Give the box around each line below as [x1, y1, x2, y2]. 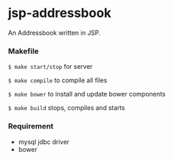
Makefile [8, 46, 39, 56]
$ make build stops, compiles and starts [8, 104, 125, 112]
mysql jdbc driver [18, 137, 69, 146]
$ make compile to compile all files [8, 76, 108, 84]
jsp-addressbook [8, 5, 112, 21]
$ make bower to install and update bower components [8, 90, 166, 99]
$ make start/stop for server [8, 62, 93, 71]
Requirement [8, 121, 54, 131]
